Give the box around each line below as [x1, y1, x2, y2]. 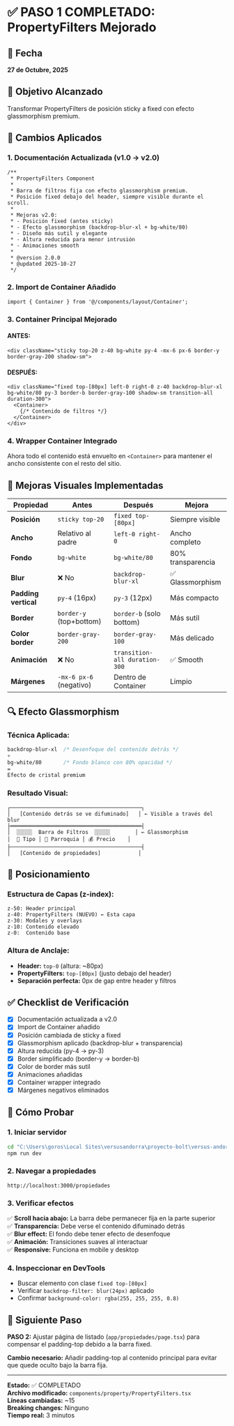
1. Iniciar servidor [7, 1128, 68, 1137]
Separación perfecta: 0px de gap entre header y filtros [17, 976, 176, 985]
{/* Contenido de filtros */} [19, 408, 108, 415]
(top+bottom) [57, 616, 102, 626]
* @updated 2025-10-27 [10, 260, 77, 267]
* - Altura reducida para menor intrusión [10, 236, 136, 243]
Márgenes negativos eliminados [17, 1086, 109, 1094]
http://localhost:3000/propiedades [7, 1182, 111, 1189]
